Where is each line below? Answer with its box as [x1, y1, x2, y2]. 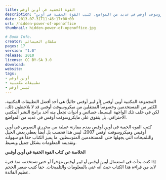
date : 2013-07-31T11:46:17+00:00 [5, 16, 74, 21]
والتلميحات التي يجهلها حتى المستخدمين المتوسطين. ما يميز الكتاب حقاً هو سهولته [5, 134, 154, 140]
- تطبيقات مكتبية [5, 80, 41, 85]
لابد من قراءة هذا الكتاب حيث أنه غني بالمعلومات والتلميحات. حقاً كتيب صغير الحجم [5, 164, 156, 170]
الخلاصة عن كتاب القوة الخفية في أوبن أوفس [5, 149, 86, 155]
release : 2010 [5, 53, 35, 58]
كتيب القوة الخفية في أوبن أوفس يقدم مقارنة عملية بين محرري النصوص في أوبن [5, 124, 152, 130]
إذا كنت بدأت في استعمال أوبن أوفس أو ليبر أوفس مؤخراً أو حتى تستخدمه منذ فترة [5, 158, 156, 164]
